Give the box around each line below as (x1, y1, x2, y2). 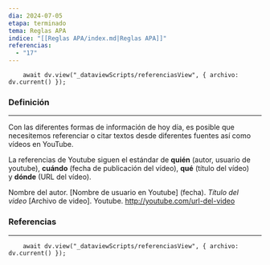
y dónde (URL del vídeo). (8, 172, 92, 181)
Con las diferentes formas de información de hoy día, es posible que (8, 122, 235, 132)
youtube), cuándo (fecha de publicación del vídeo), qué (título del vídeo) (8, 164, 250, 173)
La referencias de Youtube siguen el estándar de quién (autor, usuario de (8, 155, 251, 165)
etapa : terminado (8, 19, 67, 27)
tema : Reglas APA (8, 26, 67, 35)
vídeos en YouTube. (8, 140, 74, 149)
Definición (8, 96, 50, 108)
